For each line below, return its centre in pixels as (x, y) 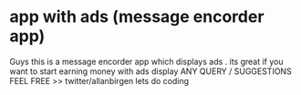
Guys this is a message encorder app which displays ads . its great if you (146, 61)
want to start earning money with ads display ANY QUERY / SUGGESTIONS (150, 71)
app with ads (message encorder (137, 17)
